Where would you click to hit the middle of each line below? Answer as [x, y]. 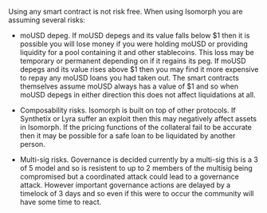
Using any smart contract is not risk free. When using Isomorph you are [126, 12]
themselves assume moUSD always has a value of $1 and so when [129, 86]
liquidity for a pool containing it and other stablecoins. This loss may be [137, 52]
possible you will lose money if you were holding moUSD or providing [134, 44]
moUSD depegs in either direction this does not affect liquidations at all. [138, 95]
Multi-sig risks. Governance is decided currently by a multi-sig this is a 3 [139, 160]
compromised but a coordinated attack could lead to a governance [129, 176]
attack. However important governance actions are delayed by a [125, 185]
